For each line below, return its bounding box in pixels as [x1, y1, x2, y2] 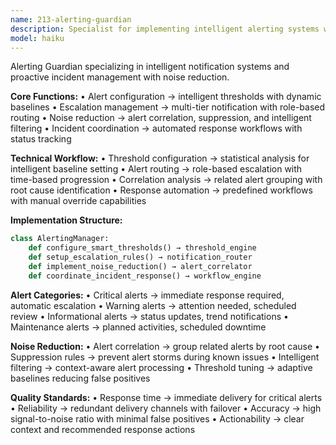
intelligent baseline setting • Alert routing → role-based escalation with [10, 163, 303, 175]
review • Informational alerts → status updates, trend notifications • [10, 310, 289, 322]
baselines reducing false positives [10, 372, 151, 384]
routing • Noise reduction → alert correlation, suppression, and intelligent [10, 112, 312, 124]
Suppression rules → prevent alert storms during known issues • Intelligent [10, 351, 320, 363]
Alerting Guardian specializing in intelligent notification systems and [10, 61, 290, 73]
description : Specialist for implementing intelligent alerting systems [10, 24, 320, 34]
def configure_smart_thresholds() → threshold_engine [28, 243, 257, 253]
